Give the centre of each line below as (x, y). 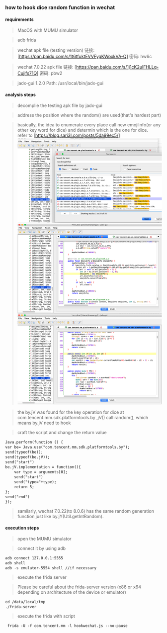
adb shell (15, 563)
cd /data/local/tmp (25, 602)
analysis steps (20, 94)
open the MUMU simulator (44, 539)
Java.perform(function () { (34, 442)
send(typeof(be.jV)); (28, 457)
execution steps (22, 528)
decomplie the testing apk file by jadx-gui (60, 105)
